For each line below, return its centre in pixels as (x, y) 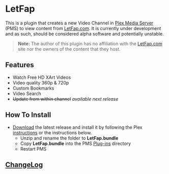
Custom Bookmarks (33, 88)
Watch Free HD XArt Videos (42, 77)
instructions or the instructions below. (52, 132)
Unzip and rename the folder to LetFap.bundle (69, 138)
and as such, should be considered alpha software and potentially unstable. (84, 34)
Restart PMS (33, 149)
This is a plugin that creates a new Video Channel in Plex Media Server (79, 23)
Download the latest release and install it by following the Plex (77, 127)
